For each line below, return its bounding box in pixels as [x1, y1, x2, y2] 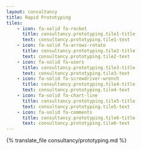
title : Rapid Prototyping [6, 14, 71, 20]
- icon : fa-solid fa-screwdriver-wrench [17, 76, 119, 82]
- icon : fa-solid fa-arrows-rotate [17, 43, 106, 49]
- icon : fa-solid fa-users [17, 59, 85, 65]
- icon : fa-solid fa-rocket [17, 25, 87, 32]
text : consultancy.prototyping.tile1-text [22, 37, 130, 43]
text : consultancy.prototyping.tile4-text [22, 87, 130, 93]
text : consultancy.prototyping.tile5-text [22, 103, 130, 110]
